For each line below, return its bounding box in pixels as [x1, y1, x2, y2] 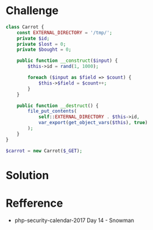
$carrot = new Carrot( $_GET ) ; [5, 147, 83, 154]
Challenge [5, 4, 59, 18]
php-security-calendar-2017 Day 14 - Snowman [14, 217, 135, 224]
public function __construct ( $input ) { [16, 57, 118, 64]
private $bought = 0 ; [16, 46, 71, 53]
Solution [5, 168, 49, 182]
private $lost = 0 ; [16, 41, 66, 47]
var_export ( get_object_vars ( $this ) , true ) [38, 120, 148, 126]
